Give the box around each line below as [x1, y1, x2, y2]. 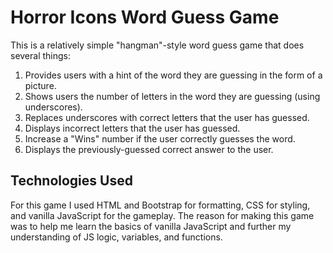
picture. [24, 79, 57, 91]
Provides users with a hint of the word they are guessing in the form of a [24, 69, 323, 81]
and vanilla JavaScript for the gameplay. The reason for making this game [10, 209, 315, 221]
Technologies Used [10, 172, 133, 190]
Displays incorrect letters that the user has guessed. [24, 122, 241, 134]
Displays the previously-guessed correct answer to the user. [24, 143, 274, 155]
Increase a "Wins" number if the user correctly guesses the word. [24, 132, 296, 145]
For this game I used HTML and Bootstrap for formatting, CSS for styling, [10, 199, 311, 211]
